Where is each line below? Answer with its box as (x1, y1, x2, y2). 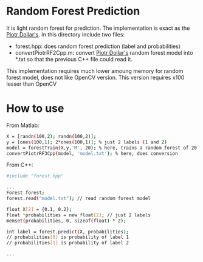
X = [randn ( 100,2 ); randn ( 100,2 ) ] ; (6, 133, 97, 139)
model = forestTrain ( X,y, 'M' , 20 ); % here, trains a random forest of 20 (6, 145, 198, 151)
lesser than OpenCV (6, 80, 57, 88)
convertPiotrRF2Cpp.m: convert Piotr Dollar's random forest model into (15, 49, 193, 56)
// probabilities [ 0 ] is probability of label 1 (6, 234, 129, 241)
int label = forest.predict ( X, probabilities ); (6, 229, 129, 235)
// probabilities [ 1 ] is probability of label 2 (6, 240, 129, 246)
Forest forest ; (6, 190, 45, 196)
